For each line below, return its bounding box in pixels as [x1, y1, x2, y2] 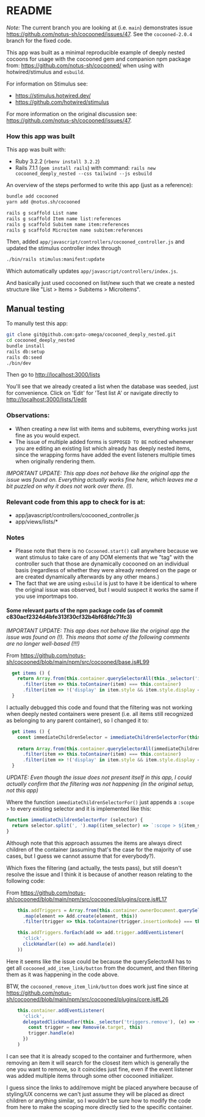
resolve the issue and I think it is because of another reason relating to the [6, 871, 193, 878]
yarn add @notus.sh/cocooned [6, 199, 81, 205]
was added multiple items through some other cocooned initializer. [6, 1072, 174, 1079]
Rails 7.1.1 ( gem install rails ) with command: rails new [15, 164, 156, 172]
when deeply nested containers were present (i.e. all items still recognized [6, 710, 193, 717]
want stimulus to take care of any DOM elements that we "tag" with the [15, 554, 194, 561]
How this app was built [6, 132, 75, 141]
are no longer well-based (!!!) [6, 640, 81, 647]
